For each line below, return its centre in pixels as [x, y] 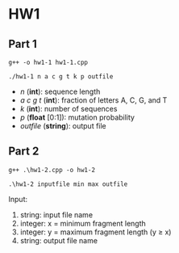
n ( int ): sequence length [60, 91]
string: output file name [59, 240]
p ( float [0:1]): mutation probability [77, 117]
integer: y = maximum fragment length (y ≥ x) [96, 232]
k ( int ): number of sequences [69, 109]
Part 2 [24, 152]
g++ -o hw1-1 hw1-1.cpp [48, 62]
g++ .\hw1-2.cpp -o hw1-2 [52, 170]
